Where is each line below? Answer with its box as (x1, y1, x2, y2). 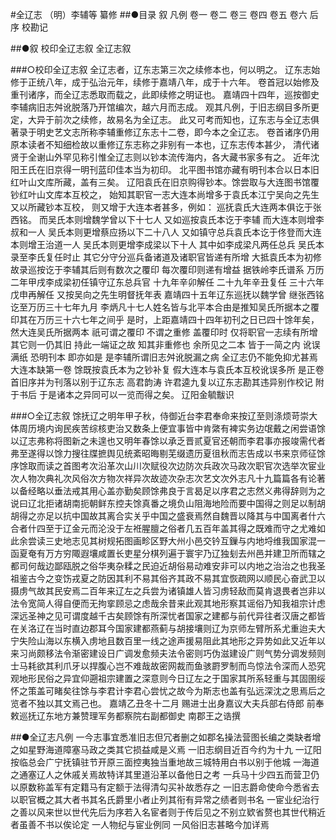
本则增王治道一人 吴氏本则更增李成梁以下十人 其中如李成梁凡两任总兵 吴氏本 (10, 239, 325, 250)
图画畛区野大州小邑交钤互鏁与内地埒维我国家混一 (123, 535, 326, 547)
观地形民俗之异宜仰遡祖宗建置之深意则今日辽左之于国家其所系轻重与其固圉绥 (10, 673, 326, 684)
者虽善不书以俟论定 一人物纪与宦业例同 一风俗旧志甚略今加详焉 (10, 819, 270, 830)
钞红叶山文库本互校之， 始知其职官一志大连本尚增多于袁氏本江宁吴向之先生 (10, 189, 320, 200)
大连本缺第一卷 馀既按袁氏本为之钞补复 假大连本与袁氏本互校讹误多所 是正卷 (10, 364, 325, 375)
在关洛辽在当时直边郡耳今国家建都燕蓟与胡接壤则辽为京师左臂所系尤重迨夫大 (10, 623, 326, 634)
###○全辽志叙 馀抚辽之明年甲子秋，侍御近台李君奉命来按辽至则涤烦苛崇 (10, 410, 310, 422)
